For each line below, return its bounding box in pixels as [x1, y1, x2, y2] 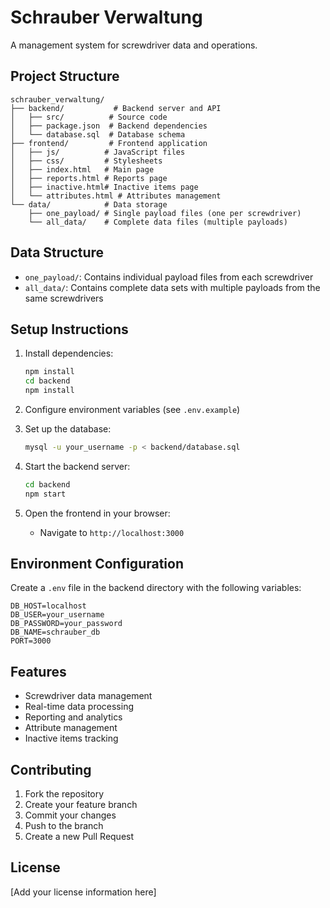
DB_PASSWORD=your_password [10, 619, 123, 629]
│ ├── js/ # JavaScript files [10, 147, 186, 157]
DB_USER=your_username [10, 610, 105, 620]
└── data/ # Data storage [10, 199, 168, 210]
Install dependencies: [24, 347, 114, 360]
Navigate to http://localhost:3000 [39, 526, 185, 538]
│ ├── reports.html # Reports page [10, 173, 168, 183]
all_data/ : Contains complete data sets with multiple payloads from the [24, 281, 321, 293]
